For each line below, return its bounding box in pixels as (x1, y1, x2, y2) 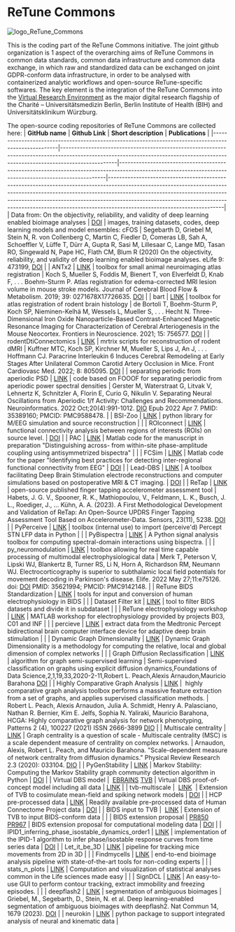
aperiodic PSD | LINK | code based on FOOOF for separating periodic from (7, 374, 222, 382)
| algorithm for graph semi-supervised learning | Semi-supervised (7, 656, 197, 665)
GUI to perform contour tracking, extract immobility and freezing (19, 880, 205, 888)
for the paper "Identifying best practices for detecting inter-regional (7, 456, 203, 464)
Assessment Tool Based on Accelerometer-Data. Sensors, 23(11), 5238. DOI (7, 515, 226, 523)
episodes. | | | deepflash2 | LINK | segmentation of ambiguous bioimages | (7, 887, 222, 896)
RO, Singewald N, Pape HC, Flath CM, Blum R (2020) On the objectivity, (7, 248, 213, 256)
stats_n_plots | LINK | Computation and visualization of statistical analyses (7, 865, 222, 873)
